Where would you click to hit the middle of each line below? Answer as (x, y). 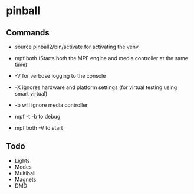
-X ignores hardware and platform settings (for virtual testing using (96, 87)
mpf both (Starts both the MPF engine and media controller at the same (101, 58)
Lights (22, 160)
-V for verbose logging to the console (60, 76)
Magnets (25, 179)
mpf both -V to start (39, 128)
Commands (28, 33)
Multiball (25, 173)
